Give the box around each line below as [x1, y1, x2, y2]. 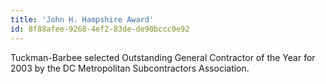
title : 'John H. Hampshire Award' [10, 14, 155, 25]
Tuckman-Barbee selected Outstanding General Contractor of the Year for [10, 51, 316, 63]
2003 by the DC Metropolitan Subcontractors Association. [10, 62, 250, 74]
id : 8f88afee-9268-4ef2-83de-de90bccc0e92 [10, 24, 190, 34]
